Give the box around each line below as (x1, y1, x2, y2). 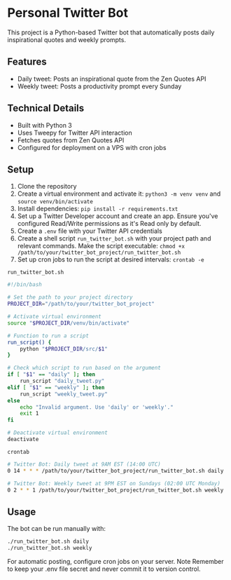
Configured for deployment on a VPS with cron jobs (17, 143, 167, 151)
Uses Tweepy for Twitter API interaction (17, 128, 132, 137)
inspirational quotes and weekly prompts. (7, 35, 126, 43)
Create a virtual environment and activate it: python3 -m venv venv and (17, 189, 221, 198)
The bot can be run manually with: (7, 525, 106, 533)
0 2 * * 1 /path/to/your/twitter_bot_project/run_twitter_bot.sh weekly (7, 486, 224, 494)
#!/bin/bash (7, 281, 42, 288)
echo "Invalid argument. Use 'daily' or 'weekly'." (20, 403, 174, 411)
